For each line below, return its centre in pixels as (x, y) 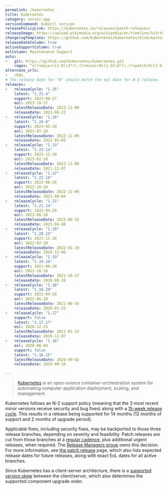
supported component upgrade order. (44, 481)
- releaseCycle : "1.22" (32, 173)
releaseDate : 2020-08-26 (40, 280)
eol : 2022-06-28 (31, 215)
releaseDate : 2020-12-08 (40, 252)
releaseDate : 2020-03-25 (40, 308)
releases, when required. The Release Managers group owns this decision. (82, 445)
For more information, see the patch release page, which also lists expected (83, 450)
